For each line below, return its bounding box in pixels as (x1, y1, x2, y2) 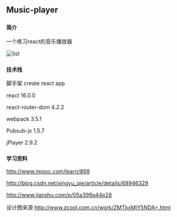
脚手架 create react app (6, 79, 65, 87)
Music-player (6, 5, 59, 15)
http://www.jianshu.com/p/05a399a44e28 (6, 191, 112, 199)
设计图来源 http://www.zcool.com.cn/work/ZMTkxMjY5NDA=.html (6, 204, 171, 212)
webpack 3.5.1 (6, 115, 42, 122)
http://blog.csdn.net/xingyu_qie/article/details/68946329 (6, 179, 149, 187)
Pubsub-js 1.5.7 (6, 127, 45, 134)
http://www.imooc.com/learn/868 (6, 168, 90, 175)
